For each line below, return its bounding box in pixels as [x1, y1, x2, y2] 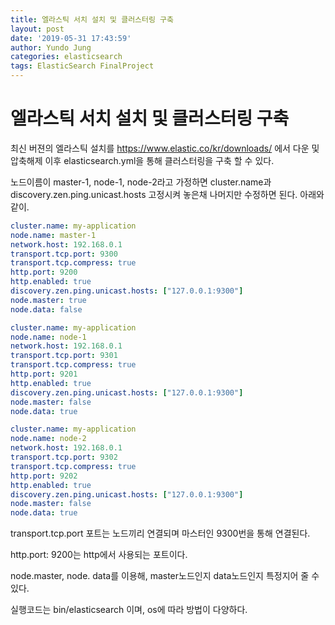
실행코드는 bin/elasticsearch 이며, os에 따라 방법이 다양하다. [10, 604, 248, 616]
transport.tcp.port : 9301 [10, 351, 118, 361]
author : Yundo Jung [10, 42, 92, 53]
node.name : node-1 [10, 332, 87, 342]
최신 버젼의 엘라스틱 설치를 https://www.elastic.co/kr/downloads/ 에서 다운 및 [10, 142, 320, 154]
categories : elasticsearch [10, 52, 123, 62]
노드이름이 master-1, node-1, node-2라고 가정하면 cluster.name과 [10, 176, 272, 188]
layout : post [10, 24, 65, 34]
